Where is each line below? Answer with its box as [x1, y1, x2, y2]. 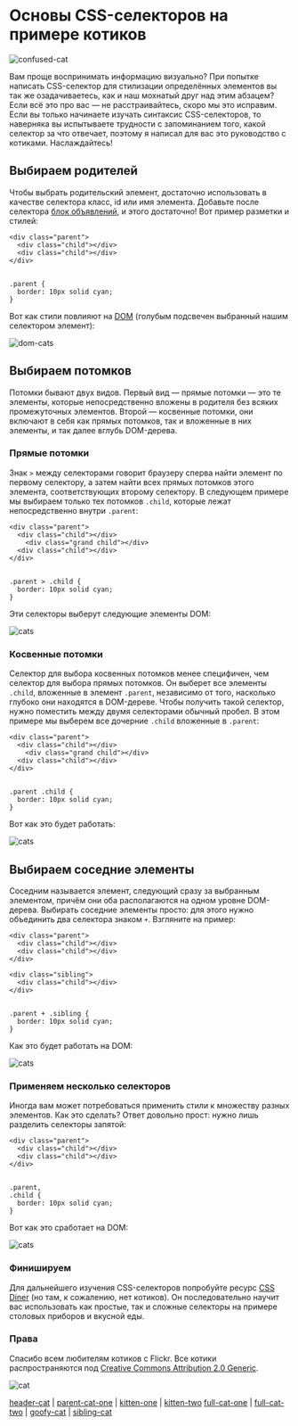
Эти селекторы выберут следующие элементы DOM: [9, 608, 212, 619]
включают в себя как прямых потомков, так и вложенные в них [9, 416, 252, 426]
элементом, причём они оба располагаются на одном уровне [9, 894, 246, 905]
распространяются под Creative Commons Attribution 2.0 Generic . [9, 1362, 259, 1373]
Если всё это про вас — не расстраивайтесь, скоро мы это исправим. [9, 99, 278, 110]
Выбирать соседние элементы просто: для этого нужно [41, 904, 254, 915]
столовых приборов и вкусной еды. [9, 1310, 145, 1321]
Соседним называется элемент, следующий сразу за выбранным [9, 885, 260, 896]
